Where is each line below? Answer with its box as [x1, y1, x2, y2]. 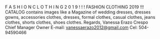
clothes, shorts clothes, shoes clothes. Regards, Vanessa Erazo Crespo [5, 19, 148, 25]
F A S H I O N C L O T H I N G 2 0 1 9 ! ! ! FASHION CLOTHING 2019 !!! [5, 4, 144, 10]
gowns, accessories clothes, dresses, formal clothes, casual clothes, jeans [5, 14, 156, 20]
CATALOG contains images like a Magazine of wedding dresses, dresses [5, 9, 151, 15]
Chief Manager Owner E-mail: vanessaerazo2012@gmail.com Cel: [5, 25, 138, 30]
